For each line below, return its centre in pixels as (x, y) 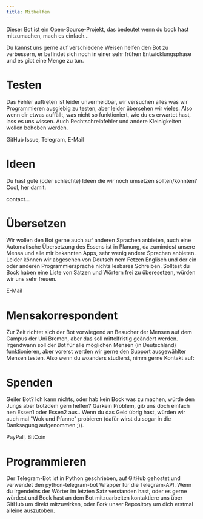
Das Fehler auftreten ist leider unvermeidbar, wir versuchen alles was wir (97, 101)
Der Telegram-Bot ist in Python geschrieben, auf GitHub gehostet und (93, 478)
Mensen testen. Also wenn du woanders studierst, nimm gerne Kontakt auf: (101, 358)
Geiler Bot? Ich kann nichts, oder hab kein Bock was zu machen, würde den (101, 399)
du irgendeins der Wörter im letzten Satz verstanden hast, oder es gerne (97, 491)
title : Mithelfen (28, 12)
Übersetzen (36, 223)
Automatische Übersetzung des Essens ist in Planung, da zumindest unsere (101, 247)
